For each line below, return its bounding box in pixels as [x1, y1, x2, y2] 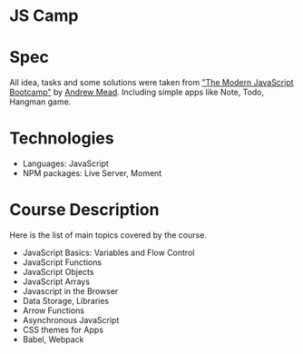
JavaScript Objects [22, 267, 94, 277]
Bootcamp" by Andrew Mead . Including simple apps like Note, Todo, [9, 87, 265, 98]
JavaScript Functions [22, 257, 103, 268]
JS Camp [9, 5, 79, 26]
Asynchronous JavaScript [22, 315, 120, 325]
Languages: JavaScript [22, 158, 109, 169]
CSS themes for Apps [22, 324, 104, 335]
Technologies [9, 128, 115, 149]
